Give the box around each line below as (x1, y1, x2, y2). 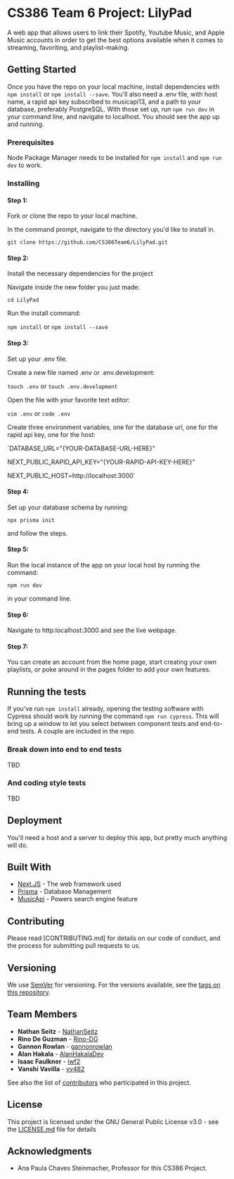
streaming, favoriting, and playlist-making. (7, 43, 130, 51)
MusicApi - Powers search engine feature (17, 895, 138, 903)
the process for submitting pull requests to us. (7, 942, 141, 950)
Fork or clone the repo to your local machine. (7, 211, 138, 220)
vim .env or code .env (7, 409, 71, 417)
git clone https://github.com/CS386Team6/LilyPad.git (7, 239, 169, 246)
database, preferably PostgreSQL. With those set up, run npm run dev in (7, 104, 214, 113)
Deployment (7, 815, 63, 827)
